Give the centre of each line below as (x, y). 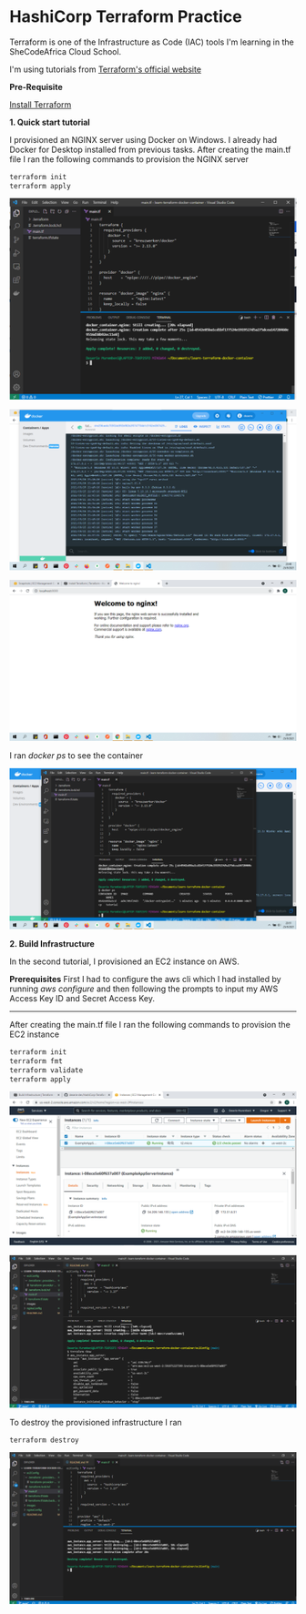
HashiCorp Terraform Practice (126, 17)
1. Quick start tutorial (50, 122)
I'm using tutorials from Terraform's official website (106, 69)
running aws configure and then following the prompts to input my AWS (144, 989)
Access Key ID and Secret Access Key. (82, 999)
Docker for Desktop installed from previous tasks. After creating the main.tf (150, 149)
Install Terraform (41, 104)
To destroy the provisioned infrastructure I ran (96, 1423)
